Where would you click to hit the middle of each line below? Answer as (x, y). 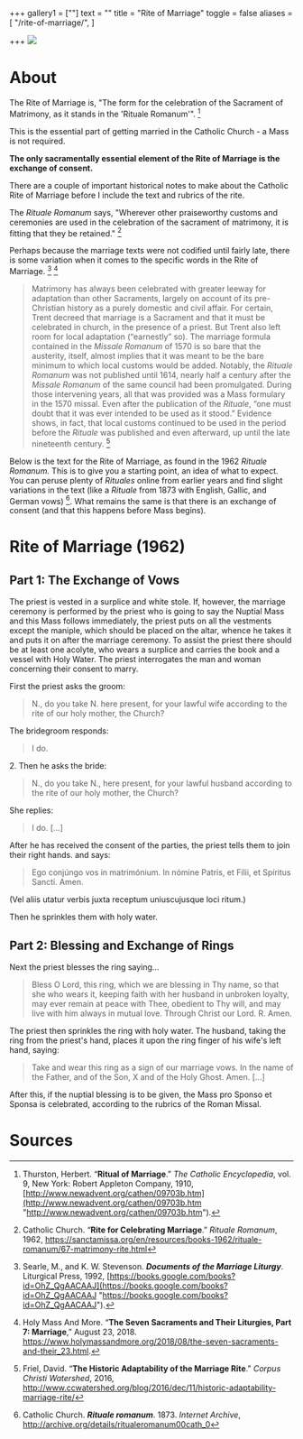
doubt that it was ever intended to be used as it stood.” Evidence (151, 413)
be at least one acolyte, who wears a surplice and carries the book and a (144, 650)
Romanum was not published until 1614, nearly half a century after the (161, 374)
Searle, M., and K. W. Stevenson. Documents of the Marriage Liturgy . (153, 1266)
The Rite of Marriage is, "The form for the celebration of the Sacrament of (147, 102)
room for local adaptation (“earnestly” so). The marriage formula (151, 337)
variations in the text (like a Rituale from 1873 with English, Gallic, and (138, 490)
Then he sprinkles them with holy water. (83, 917)
